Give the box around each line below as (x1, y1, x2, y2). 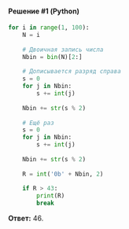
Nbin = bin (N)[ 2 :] (22, 53, 83, 61)
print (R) (36, 192, 65, 200)
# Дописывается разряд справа (22, 68, 122, 76)
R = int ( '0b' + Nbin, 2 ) (22, 170, 104, 178)
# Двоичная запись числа (22, 46, 104, 54)
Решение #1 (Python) (8, 6, 80, 16)
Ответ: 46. (8, 213, 44, 223)
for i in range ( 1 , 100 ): (8, 24, 90, 31)
